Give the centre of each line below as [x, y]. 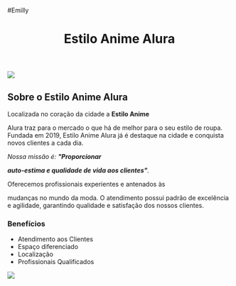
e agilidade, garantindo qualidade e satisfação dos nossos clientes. [106, 205]
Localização [35, 254]
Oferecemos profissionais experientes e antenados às [86, 184]
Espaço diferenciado [48, 247]
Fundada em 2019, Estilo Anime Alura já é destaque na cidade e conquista [116, 135]
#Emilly [18, 10]
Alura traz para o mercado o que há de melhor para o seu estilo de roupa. [115, 128]
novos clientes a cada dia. [45, 143]
